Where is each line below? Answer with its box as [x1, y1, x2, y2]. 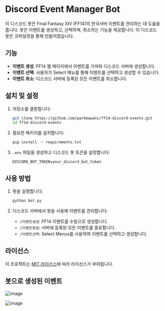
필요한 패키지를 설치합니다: [12, 130, 64, 136]
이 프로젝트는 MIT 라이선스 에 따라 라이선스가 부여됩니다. [5, 261, 114, 267]
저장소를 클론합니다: [12, 105, 51, 111]
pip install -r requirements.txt [12, 140, 82, 145]
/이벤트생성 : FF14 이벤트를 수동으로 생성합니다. [19, 218, 108, 224]
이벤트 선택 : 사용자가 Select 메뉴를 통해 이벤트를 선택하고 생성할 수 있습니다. [12, 69, 160, 75]
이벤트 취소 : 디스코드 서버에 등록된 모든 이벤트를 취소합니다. [12, 76, 127, 82]
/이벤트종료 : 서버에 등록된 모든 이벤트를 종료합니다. [19, 224, 116, 230]
